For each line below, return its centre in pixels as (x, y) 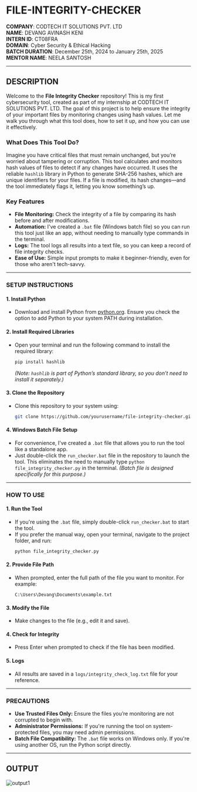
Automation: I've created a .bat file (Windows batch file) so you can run (102, 227)
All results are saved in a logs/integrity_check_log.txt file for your (96, 674)
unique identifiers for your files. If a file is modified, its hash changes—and (96, 180)
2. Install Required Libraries (40, 332)
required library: (34, 351)
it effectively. (22, 127)
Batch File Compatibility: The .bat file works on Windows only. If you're (102, 739)
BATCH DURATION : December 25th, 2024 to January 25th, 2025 (85, 51)
